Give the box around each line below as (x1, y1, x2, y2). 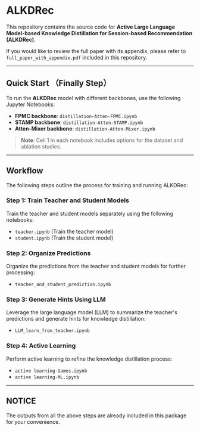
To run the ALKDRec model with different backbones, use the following (6, 94, 181, 101)
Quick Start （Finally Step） (6, 78, 111, 88)
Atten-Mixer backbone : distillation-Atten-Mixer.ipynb (14, 125, 156, 132)
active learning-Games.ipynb (14, 368, 87, 374)
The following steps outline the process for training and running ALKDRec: (6, 181, 189, 188)
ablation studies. (20, 142, 61, 150)
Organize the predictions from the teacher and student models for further (6, 263, 186, 270)
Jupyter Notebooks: (6, 101, 55, 108)
